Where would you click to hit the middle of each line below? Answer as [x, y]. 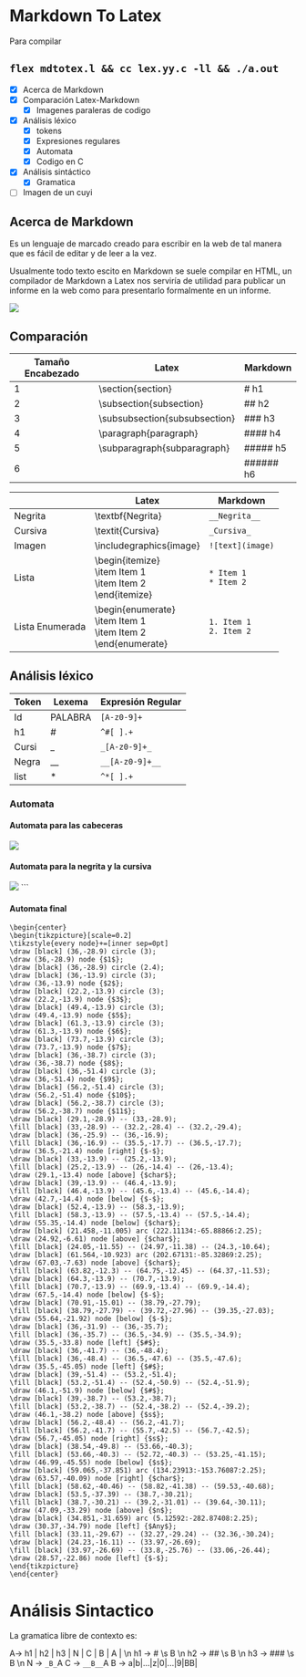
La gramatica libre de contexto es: [73, 1636]
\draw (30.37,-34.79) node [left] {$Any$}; [93, 1526]
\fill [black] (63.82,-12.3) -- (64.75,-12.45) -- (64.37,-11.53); [140, 1271]
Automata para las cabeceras [66, 826]
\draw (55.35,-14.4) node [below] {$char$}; [95, 1224]
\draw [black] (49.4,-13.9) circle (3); [87, 1008]
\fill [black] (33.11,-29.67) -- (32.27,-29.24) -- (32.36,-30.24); [142, 1535]
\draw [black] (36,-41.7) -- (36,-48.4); [89, 1351]
